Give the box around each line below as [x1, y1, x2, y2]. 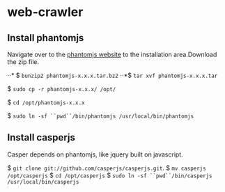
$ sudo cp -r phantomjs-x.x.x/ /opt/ [7, 85, 116, 93]
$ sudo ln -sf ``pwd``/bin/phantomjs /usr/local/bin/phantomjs [7, 112, 194, 120]
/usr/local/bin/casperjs [7, 178, 79, 185]
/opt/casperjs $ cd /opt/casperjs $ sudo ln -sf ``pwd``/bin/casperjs [7, 171, 212, 179]
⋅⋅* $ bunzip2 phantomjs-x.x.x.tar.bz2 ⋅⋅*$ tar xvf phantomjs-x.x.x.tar [7, 71, 218, 79]
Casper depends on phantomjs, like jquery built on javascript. [7, 150, 183, 159]
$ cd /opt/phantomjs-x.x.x [7, 98, 85, 106]
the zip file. [7, 58, 40, 66]
